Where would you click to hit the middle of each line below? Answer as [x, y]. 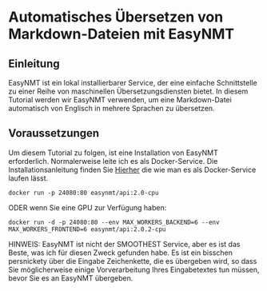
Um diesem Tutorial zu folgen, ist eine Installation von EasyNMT [113, 153]
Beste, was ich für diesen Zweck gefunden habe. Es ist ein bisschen [121, 253]
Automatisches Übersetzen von [116, 17]
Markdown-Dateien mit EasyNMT [122, 34]
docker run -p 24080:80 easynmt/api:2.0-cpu [84, 193]
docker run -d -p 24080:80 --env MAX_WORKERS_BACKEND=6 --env [114, 222]
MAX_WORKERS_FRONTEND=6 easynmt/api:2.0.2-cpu [87, 229]
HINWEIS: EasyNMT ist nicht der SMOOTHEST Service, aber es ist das [124, 244]
